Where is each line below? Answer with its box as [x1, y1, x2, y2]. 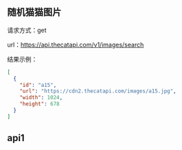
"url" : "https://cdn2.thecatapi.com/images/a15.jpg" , [19, 88, 177, 95]
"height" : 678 [19, 101, 60, 108]
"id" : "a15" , [19, 82, 57, 88]
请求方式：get [7, 26, 47, 34]
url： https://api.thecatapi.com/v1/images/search [7, 40, 144, 49]
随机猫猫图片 [7, 6, 62, 18]
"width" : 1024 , [19, 95, 63, 101]
